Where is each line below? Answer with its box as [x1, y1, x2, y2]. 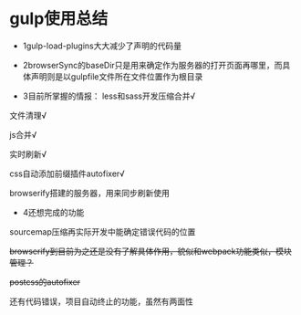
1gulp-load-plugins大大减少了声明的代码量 [22, 40, 182, 51]
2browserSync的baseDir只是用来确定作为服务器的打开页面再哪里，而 [22, 59, 283, 70]
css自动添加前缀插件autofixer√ [9, 168, 125, 179]
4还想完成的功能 [22, 206, 85, 217]
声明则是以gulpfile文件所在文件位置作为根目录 [30, 70, 203, 82]
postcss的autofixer [9, 276, 80, 288]
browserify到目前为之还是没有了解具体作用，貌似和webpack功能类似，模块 [9, 246, 292, 257]
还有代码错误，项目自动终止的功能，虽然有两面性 [9, 296, 193, 307]
